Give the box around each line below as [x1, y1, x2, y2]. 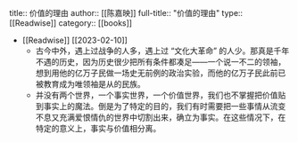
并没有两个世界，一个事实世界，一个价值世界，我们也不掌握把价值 [35, 90, 278, 100]
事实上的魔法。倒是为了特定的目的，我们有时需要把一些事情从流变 [43, 101, 286, 111]
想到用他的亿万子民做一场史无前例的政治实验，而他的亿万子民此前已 [35, 67, 286, 78]
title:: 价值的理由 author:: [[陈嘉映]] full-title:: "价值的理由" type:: [9, 8, 244, 18]
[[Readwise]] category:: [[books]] [9, 18, 132, 28]
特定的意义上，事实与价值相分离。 [35, 123, 161, 133]
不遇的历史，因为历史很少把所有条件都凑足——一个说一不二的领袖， [35, 57, 286, 67]
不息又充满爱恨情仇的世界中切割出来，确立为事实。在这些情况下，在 [35, 112, 286, 122]
